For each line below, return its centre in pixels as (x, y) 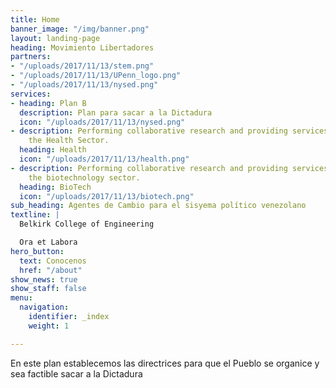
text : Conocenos (53, 261)
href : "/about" (51, 270)
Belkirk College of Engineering (87, 224)
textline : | (35, 215)
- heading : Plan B (48, 103)
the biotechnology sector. (84, 177)
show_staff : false (48, 289)
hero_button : (37, 251)
